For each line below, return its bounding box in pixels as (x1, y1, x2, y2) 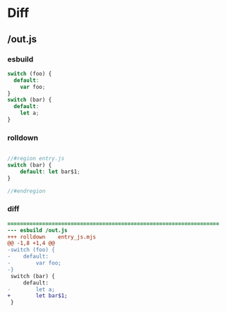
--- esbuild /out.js (7, 227, 69, 234)
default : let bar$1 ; (20, 168, 81, 175)
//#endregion (7, 187, 46, 195)
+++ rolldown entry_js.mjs (7, 233, 97, 241)
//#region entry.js (7, 155, 65, 162)
